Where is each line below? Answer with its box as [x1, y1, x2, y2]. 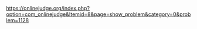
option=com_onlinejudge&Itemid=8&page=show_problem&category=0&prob [6, 11, 191, 18]
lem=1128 [6, 17, 29, 23]
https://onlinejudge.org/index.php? [6, 5, 90, 11]
